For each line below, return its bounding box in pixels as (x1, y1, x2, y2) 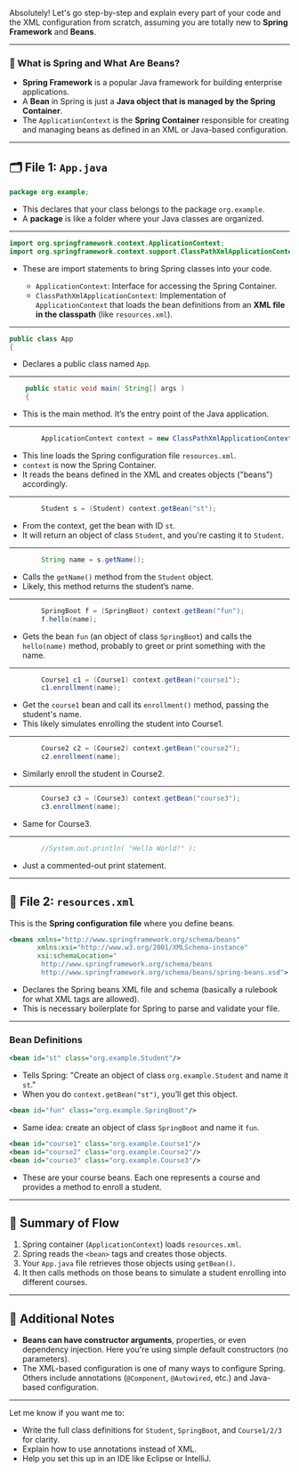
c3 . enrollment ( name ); (41, 802, 122, 811)
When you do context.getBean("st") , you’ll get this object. (21, 1089, 238, 1100)
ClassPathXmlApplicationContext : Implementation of (35, 289, 227, 301)
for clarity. (21, 1435, 61, 1445)
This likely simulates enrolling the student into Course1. (21, 718, 224, 729)
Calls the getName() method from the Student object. (21, 571, 214, 582)
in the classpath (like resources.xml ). (35, 309, 174, 319)
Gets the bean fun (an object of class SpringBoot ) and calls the (21, 631, 252, 642)
